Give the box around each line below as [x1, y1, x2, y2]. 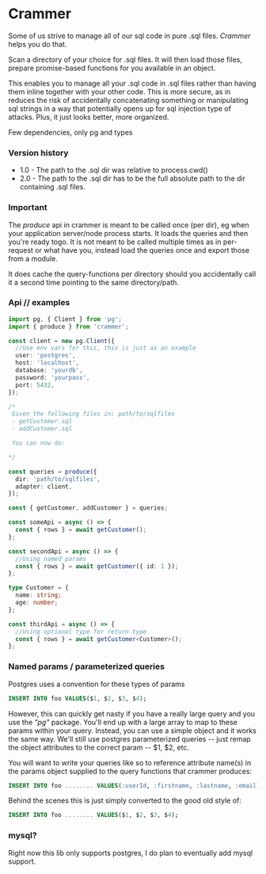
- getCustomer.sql [11, 418, 73, 426]
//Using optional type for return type [15, 628, 147, 635]
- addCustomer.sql [11, 425, 73, 433]
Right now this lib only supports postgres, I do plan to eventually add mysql [8, 848, 253, 857]
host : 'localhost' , [15, 359, 80, 367]
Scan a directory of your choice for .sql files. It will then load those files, [8, 55, 243, 64]
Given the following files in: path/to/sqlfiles [11, 410, 176, 418]
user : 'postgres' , [15, 352, 77, 360]
